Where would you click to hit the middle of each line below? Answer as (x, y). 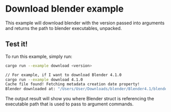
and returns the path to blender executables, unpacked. (64, 28)
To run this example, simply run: (39, 56)
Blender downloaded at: (31, 89)
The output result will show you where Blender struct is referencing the (80, 99)
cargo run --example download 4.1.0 (44, 80)
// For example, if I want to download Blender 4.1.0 (64, 75)
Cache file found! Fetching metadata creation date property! (73, 84)
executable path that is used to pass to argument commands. (69, 104)
